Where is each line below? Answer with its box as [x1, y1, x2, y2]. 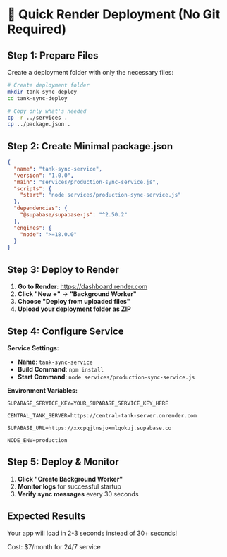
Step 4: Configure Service [7, 325, 125, 337]
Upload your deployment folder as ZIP [17, 305, 132, 313]
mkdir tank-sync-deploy [7, 88, 78, 95]
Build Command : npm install [17, 365, 104, 373]
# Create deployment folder [7, 82, 90, 89]
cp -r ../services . [7, 114, 68, 121]
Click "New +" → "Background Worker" [17, 290, 137, 298]
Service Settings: [7, 343, 59, 352]
